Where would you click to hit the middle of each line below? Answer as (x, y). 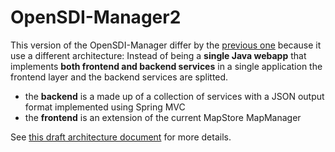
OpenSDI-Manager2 (96, 17)
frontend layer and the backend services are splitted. (119, 77)
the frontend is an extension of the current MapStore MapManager (163, 117)
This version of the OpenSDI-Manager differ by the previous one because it (166, 45)
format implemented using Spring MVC (105, 107)
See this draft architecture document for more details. (121, 137)
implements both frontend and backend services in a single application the (166, 66)
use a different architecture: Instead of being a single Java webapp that (158, 55)
